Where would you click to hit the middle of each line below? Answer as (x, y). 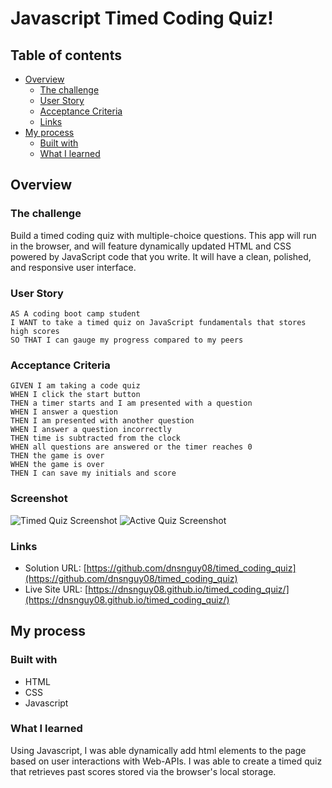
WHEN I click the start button (75, 395)
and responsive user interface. (73, 267)
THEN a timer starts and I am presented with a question (131, 403)
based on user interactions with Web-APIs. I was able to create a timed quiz (166, 761)
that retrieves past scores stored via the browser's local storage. (143, 771)
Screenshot (39, 499)
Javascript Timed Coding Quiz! (142, 18)
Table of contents (66, 55)
